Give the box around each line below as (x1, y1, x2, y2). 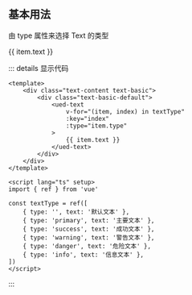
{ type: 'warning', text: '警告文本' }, (22, 233, 155, 242)
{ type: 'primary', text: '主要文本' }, (22, 216, 155, 224)
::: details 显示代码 (8, 63, 69, 73)
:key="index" (65, 114, 110, 123)
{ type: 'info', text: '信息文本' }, (22, 251, 145, 259)
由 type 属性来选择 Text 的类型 (8, 31, 109, 40)
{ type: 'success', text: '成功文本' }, (22, 225, 155, 233)
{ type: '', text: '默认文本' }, (22, 208, 130, 216)
